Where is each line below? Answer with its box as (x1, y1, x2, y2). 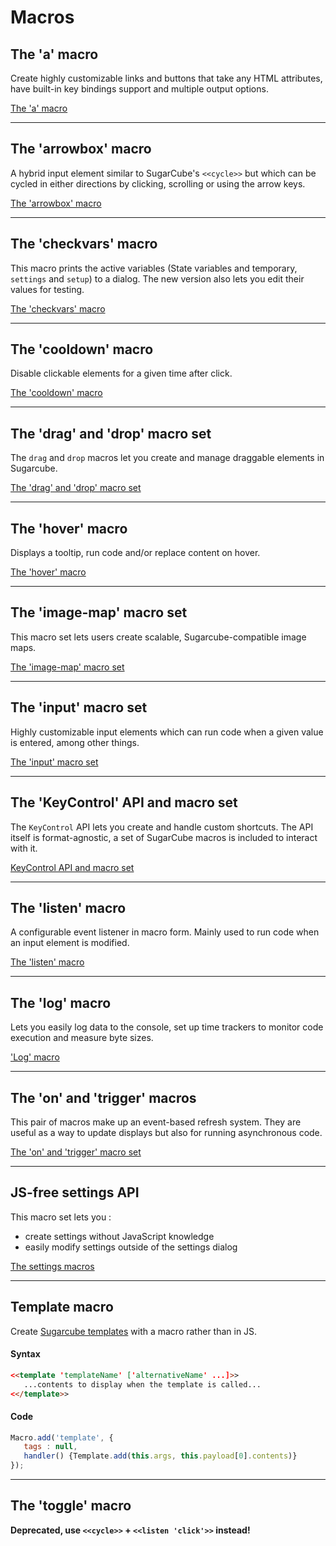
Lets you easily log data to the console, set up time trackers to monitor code (10, 1021, 324, 1033)
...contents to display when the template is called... (23, 1379, 262, 1390)
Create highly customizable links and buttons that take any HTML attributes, (10, 72, 323, 84)
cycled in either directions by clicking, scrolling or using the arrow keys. (10, 177, 306, 190)
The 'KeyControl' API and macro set (10, 794, 238, 811)
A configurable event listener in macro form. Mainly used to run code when (10, 926, 320, 938)
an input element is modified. (10, 937, 130, 949)
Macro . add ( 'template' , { (10, 1432, 114, 1443)
